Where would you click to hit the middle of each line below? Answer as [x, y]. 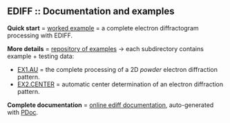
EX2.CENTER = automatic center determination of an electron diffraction [120, 84]
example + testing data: [41, 56]
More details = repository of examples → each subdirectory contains [105, 48]
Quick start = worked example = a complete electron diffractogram [103, 28]
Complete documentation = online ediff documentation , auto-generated [111, 105]
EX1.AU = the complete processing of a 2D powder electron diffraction [117, 69]
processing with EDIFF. [40, 35]
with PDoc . [23, 112]
